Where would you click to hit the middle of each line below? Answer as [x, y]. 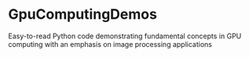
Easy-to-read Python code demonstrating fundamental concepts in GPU [125, 36]
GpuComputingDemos [82, 14]
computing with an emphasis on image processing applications [110, 44]
